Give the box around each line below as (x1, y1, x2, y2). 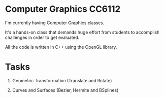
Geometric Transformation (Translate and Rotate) (12, 77, 112, 83)
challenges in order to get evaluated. (5, 34, 80, 40)
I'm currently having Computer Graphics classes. (5, 20, 104, 26)
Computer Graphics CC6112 (5, 3, 121, 15)
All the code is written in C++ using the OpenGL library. (5, 44, 117, 50)
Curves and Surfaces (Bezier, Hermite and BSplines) (12, 87, 119, 93)
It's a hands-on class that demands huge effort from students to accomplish (5, 29, 160, 35)
